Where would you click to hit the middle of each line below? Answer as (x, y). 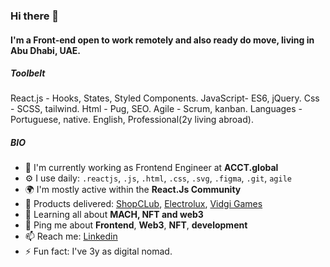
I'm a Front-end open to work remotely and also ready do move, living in (162, 40)
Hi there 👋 (35, 16)
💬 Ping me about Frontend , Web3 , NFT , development (136, 225)
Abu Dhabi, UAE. (46, 50)
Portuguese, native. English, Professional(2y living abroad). (132, 120)
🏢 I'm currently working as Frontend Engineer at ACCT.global (151, 168)
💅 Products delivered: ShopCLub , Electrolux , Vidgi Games (143, 204)
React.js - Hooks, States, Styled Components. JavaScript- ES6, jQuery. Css (165, 98)
